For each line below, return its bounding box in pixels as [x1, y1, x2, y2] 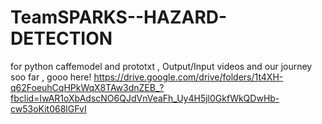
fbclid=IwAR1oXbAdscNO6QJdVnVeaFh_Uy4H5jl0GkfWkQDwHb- [10, 92, 280, 104]
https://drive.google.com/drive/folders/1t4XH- [93, 71, 284, 83]
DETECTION [10, 27, 113, 50]
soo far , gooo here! [10, 71, 92, 83]
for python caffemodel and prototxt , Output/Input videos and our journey [10, 60, 313, 72]
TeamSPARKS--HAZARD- [10, 6, 228, 29]
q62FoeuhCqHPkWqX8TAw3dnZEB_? [10, 81, 165, 93]
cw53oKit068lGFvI [10, 102, 87, 115]
